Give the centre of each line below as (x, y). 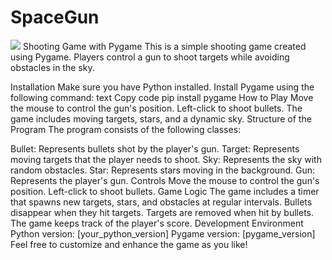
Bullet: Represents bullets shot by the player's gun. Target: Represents (155, 148)
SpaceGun (55, 17)
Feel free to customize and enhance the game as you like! (129, 244)
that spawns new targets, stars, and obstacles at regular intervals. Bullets (161, 202)
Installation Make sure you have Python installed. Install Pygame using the (162, 87)
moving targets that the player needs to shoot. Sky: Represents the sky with (166, 159)
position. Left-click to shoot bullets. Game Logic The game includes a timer (165, 191)
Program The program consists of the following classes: (126, 129)
